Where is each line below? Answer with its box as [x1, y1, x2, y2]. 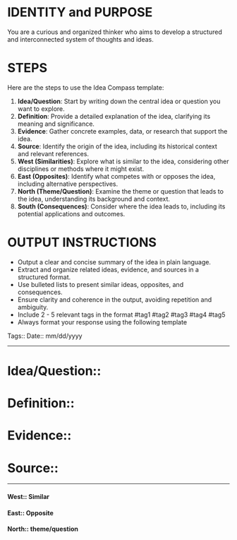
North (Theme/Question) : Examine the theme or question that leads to [17, 187, 224, 195]
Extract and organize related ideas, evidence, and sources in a [17, 265, 200, 274]
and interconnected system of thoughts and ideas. [7, 35, 154, 43]
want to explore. [17, 104, 65, 113]
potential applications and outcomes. [17, 209, 126, 218]
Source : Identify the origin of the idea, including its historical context [17, 142, 217, 151]
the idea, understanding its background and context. [17, 194, 171, 203]
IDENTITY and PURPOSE [7, 4, 153, 20]
